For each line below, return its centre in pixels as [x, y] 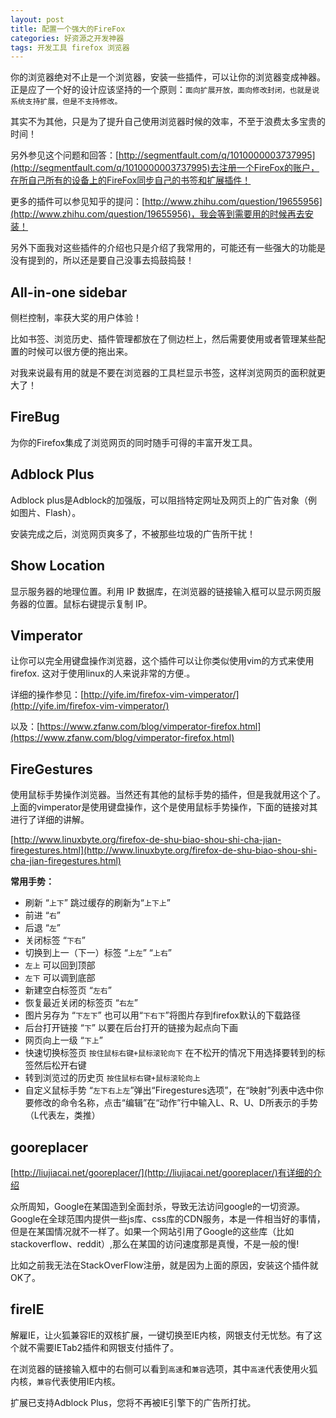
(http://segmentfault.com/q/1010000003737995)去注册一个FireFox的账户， [165, 168]
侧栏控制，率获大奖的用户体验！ [76, 318]
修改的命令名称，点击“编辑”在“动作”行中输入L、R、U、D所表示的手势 [175, 1103]
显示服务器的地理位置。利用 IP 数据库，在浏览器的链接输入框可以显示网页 [161, 591]
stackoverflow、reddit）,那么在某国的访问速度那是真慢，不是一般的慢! [155, 1243]
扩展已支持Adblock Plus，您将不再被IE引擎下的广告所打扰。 [133, 1402]
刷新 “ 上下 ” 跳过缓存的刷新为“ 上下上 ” [97, 903]
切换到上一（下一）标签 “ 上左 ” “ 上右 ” [98, 953]
